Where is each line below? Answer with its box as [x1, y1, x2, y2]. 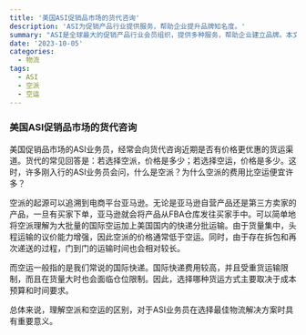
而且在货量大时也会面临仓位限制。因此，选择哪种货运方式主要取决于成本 [25, 273, 297, 284]
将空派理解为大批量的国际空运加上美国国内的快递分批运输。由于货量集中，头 [9, 219, 297, 230]
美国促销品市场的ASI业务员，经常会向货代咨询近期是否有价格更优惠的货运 [9, 143, 286, 155]
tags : [9, 65, 30, 74]
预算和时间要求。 [9, 284, 74, 296]
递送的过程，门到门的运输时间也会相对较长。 [16, 242, 185, 253]
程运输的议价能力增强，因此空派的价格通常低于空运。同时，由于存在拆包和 [9, 231, 289, 242]
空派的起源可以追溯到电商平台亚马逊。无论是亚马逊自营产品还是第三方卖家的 [9, 197, 297, 208]
